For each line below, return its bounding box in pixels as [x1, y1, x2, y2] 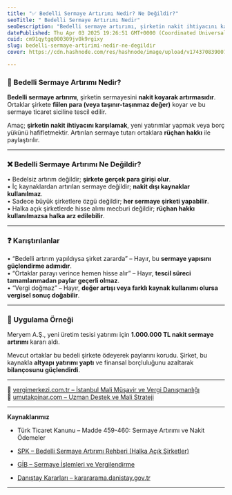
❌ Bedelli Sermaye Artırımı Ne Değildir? [7, 159, 142, 169]
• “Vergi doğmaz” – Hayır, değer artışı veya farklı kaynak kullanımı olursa [7, 284, 219, 292]
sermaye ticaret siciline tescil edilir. [7, 108, 107, 116]
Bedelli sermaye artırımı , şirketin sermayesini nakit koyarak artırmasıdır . [7, 93, 216, 101]
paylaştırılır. [7, 136, 40, 144]
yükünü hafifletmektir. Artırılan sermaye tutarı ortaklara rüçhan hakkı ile [7, 128, 211, 137]
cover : [7, 49, 26, 56]
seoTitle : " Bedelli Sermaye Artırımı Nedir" [7, 17, 140, 23]
